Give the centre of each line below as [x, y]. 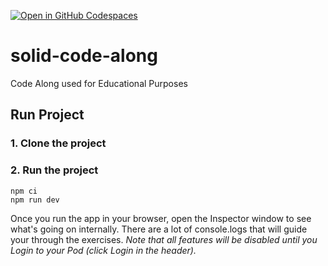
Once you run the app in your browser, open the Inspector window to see [161, 218]
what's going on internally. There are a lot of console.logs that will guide [159, 229]
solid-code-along [84, 56]
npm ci [24, 191]
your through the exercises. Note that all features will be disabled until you [164, 239]
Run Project [47, 115]
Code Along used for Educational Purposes [99, 83]
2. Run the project [54, 170]
